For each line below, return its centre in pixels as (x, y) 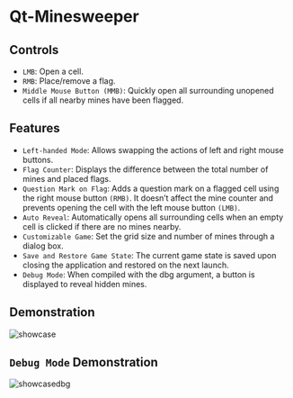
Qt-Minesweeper (74, 17)
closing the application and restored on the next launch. (125, 265)
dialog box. (43, 246)
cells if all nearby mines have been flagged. (103, 100)
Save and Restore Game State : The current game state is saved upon (149, 255)
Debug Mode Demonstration (84, 362)
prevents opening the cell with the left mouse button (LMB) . (131, 207)
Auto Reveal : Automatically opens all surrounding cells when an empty (153, 217)
